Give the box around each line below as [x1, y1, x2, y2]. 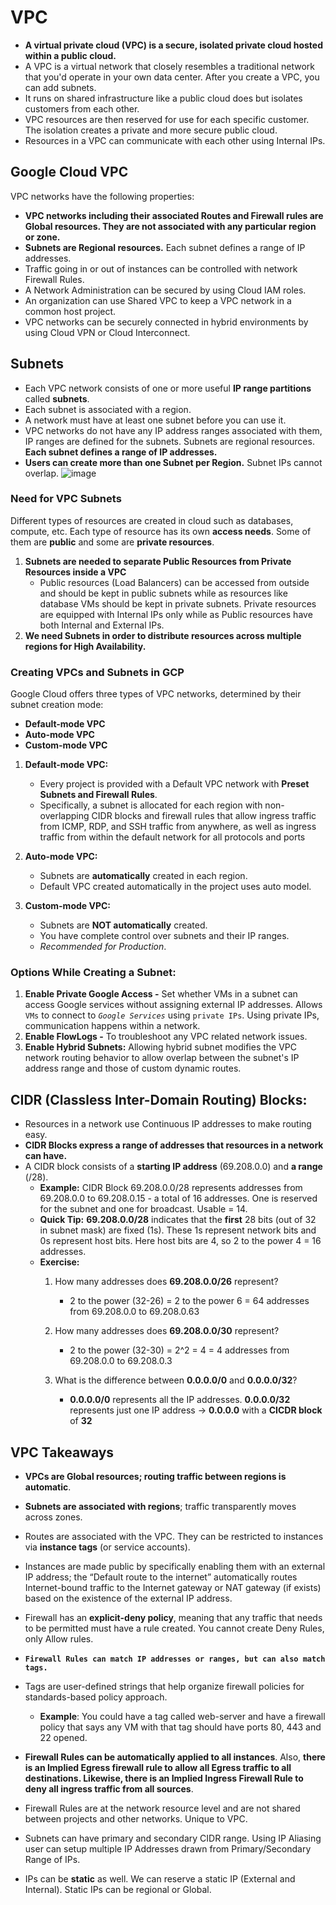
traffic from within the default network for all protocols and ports [39, 831, 306, 843]
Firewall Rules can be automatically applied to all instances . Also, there [24, 1751, 326, 1763]
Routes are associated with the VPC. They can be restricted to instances [24, 1531, 324, 1543]
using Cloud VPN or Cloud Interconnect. [24, 326, 191, 338]
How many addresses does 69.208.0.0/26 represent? [54, 1276, 279, 1288]
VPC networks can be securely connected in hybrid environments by [24, 316, 309, 328]
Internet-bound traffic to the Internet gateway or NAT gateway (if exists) [24, 1582, 322, 1594]
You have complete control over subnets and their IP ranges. [39, 930, 290, 942]
